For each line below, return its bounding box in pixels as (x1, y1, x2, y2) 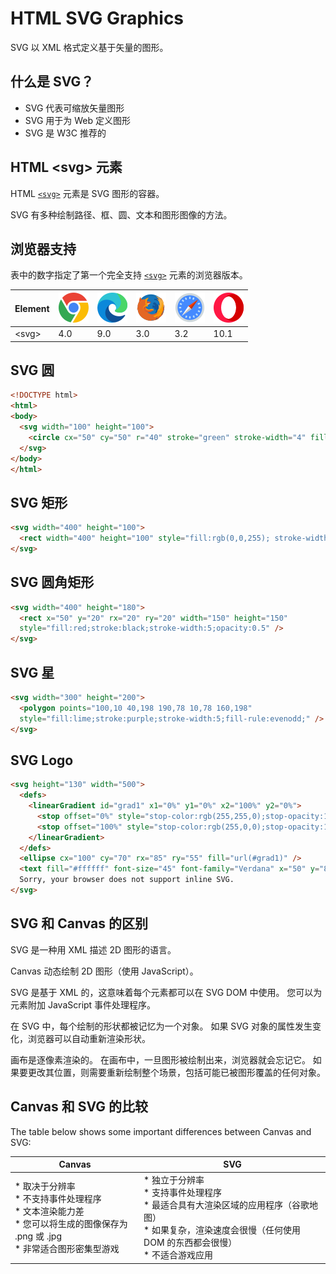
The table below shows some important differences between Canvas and (10, 1125, 312, 1137)
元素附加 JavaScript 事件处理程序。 (10, 998, 157, 1011)
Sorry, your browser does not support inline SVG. (19, 875, 235, 885)
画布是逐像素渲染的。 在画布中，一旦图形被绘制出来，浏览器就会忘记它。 (10, 1053, 311, 1066)
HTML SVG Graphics (10, 7, 185, 30)
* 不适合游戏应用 (143, 1249, 213, 1261)
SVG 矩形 (10, 494, 68, 511)
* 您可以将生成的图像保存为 (14, 1218, 128, 1230)
